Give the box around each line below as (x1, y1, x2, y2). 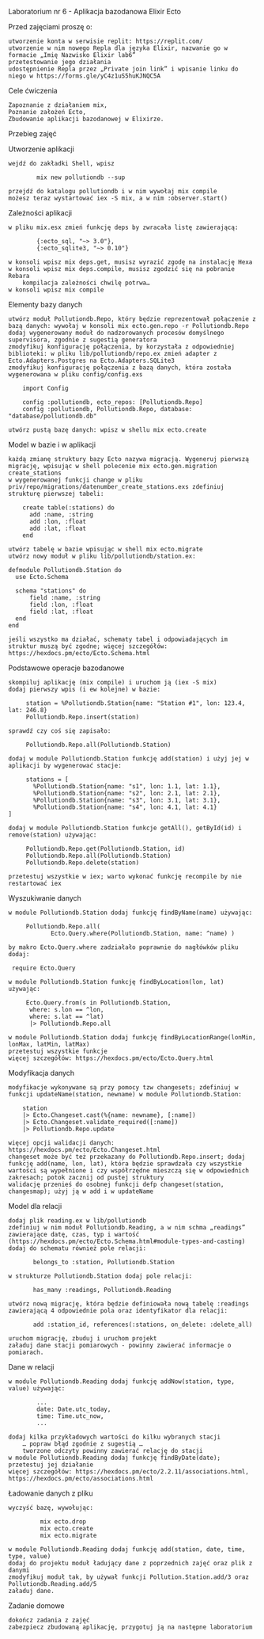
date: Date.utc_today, (36, 1405, 111, 1413)
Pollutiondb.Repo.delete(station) (25, 859, 140, 867)
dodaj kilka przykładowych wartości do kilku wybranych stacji (8, 1433, 221, 1441)
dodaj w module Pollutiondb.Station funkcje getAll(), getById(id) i (8, 824, 243, 832)
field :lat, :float (28, 608, 93, 616)
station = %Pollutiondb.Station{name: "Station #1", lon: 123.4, (25, 699, 246, 707)
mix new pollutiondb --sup (36, 173, 126, 181)
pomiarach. (8, 1348, 44, 1356)
